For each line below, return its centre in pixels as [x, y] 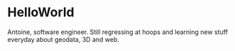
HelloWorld [41, 12]
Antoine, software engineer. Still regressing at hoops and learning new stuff [118, 32]
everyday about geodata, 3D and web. [63, 39]
